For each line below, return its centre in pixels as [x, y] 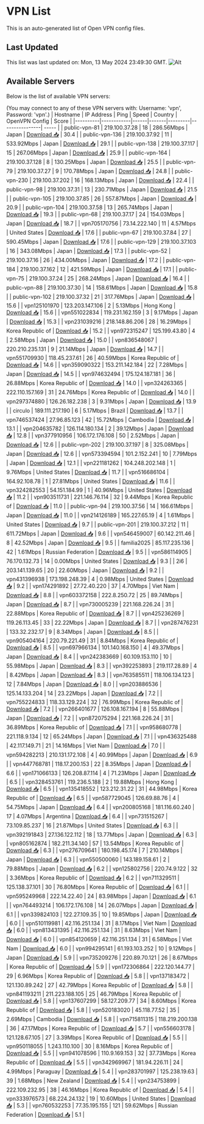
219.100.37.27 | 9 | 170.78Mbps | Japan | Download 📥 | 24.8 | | [95, 171]
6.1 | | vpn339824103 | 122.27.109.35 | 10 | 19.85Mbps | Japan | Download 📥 [101, 914]
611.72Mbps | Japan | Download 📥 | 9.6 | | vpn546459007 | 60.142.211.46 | [100, 534]
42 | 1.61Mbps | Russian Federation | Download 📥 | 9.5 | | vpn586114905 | [99, 552]
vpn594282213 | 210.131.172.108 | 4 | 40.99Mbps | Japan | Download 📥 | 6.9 [102, 755]
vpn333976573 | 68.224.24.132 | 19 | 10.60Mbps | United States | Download [101, 1098]
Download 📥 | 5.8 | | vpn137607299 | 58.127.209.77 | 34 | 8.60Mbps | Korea [101, 1001]
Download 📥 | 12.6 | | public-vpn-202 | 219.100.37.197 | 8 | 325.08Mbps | [97, 444]
